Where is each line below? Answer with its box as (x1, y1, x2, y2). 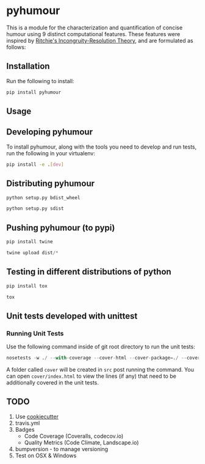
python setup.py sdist (6, 205, 64, 212)
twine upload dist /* (6, 249, 59, 256)
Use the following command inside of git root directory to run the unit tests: (6, 343, 195, 350)
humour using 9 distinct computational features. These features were (6, 30, 181, 37)
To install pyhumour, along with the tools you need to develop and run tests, (6, 143, 197, 150)
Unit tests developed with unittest (6, 311, 138, 321)
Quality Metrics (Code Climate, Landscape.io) (24, 438, 139, 446)
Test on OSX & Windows (15, 452, 77, 459)
